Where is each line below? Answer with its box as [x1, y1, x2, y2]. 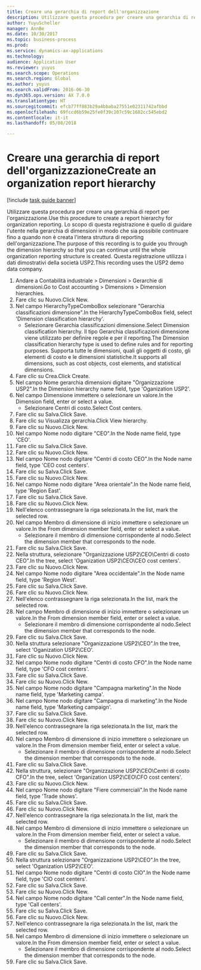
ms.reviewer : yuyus [7, 64, 55, 71]
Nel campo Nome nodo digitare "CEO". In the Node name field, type [15, 430, 181, 437]
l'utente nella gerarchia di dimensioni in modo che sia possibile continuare [7, 227, 188, 234]
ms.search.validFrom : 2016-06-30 [7, 87, 90, 93]
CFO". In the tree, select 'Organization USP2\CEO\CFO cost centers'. [15, 773, 183, 781]
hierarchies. [15, 290, 45, 297]
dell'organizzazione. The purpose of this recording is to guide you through [7, 240, 188, 247]
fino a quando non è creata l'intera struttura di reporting [7, 234, 144, 241]
